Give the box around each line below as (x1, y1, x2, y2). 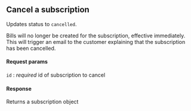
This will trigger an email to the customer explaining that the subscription (6, 38, 186, 45)
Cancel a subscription (6, 5, 90, 15)
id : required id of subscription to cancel (6, 71, 106, 79)
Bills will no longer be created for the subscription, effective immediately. (6, 32, 186, 39)
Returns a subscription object (6, 98, 79, 106)
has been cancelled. (6, 45, 56, 52)
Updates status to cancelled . (6, 20, 77, 27)
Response (6, 85, 32, 92)
